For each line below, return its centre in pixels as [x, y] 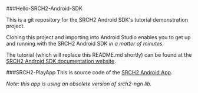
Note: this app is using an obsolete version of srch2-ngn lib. [79, 84]
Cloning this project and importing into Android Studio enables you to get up [98, 37]
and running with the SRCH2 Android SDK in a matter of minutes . [85, 44]
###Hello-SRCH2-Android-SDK [44, 8]
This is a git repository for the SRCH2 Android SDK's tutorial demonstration [97, 20]
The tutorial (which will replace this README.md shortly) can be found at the [99, 55]
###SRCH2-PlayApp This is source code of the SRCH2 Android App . [89, 72]
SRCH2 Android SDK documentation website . [61, 61]
